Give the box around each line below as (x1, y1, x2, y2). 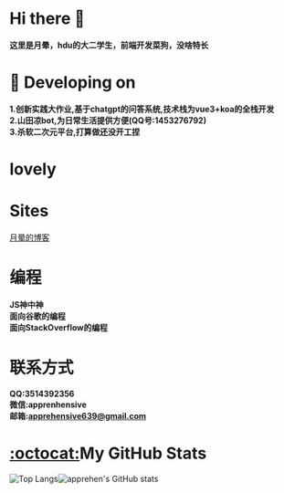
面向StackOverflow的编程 (9, 321, 108, 332)
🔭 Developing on (9, 72, 136, 93)
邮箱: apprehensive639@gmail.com (9, 410, 147, 421)
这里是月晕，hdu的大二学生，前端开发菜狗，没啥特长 (9, 39, 209, 50)
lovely (9, 159, 57, 180)
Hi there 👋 (9, 8, 85, 29)
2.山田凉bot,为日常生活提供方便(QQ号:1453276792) (9, 114, 207, 126)
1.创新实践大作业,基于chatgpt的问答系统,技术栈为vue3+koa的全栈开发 (9, 103, 275, 114)
